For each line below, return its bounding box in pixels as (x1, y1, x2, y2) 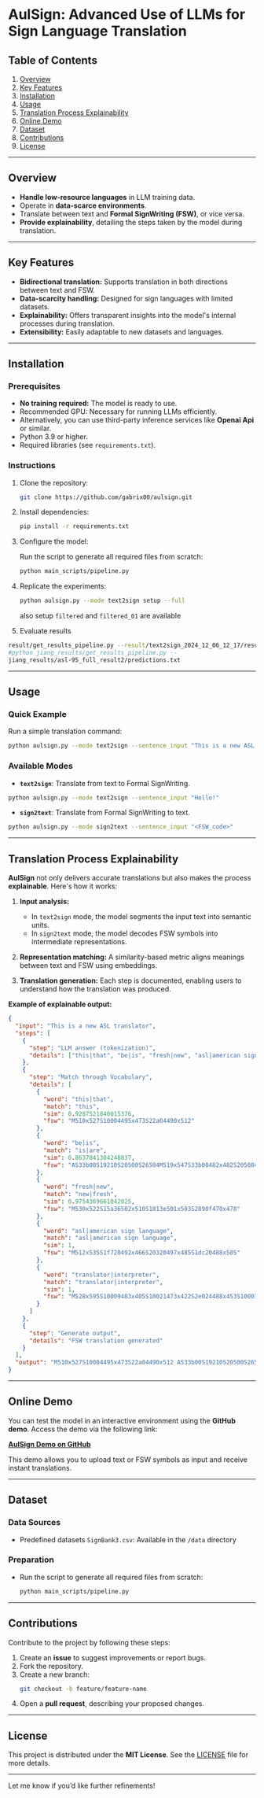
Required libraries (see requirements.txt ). (19, 441, 156, 450)
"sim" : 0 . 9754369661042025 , (42, 1198, 135, 1205)
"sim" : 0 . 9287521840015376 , (42, 1109, 135, 1118)
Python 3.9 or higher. (19, 432, 88, 441)
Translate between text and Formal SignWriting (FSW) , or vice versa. (19, 209, 245, 218)
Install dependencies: (19, 508, 90, 517)
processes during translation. (19, 319, 115, 328)
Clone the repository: (19, 478, 89, 487)
